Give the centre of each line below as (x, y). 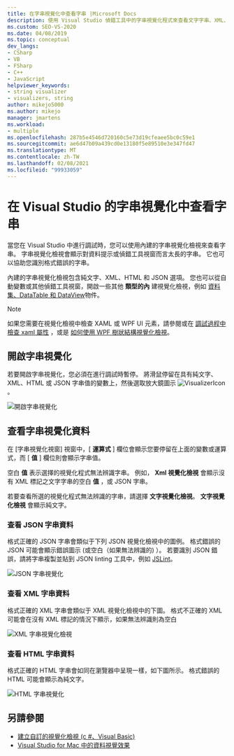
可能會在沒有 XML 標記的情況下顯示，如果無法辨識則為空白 (92, 619)
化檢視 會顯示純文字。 (39, 505)
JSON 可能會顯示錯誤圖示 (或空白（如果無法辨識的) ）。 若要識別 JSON (109, 550)
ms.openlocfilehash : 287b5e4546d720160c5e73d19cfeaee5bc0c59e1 (101, 137)
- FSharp (20, 66)
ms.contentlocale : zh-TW (43, 157)
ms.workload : (26, 124)
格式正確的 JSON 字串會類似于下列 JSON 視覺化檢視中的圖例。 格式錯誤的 (114, 541)
